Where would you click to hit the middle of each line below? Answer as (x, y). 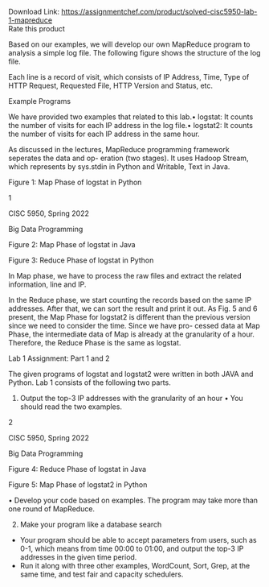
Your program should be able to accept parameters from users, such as (138, 540)
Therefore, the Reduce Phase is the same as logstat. (95, 343)
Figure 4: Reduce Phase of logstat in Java (77, 469)
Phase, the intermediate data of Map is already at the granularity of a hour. (132, 334)
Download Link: (34, 12)
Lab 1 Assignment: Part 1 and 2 (59, 358)
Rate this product (37, 29)
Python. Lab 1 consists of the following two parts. (90, 382)
